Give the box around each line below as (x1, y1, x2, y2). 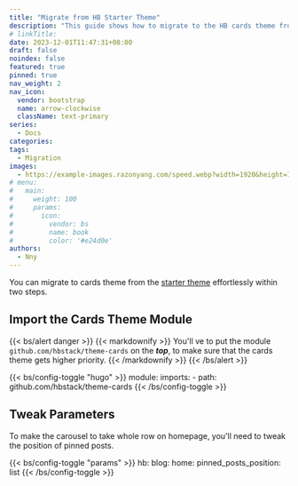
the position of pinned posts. (9, 440, 114, 450)
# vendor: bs (9, 219, 90, 228)
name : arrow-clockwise (17, 104, 101, 113)
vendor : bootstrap (17, 95, 86, 105)
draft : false (9, 46, 58, 55)
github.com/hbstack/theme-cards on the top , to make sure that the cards (9, 345, 273, 355)
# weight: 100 (9, 195, 77, 204)
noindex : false (9, 54, 66, 63)
